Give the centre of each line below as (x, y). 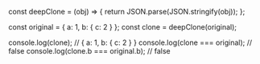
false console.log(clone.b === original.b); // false (89, 51)
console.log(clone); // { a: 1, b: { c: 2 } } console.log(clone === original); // (130, 42)
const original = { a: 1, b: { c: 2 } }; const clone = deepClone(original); (123, 27)
